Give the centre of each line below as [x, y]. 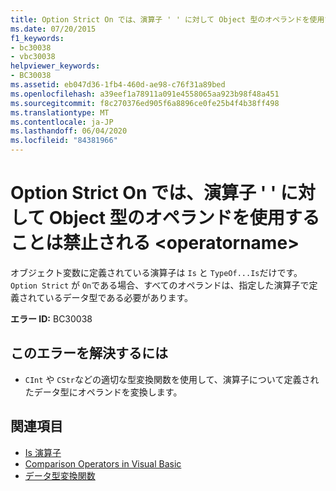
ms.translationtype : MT [60, 112]
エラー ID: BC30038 [51, 318]
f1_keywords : [37, 38]
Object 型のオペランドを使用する [184, 218]
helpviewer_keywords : [55, 66]
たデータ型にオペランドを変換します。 [103, 392]
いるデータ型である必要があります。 [119, 297]
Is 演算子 [43, 452]
